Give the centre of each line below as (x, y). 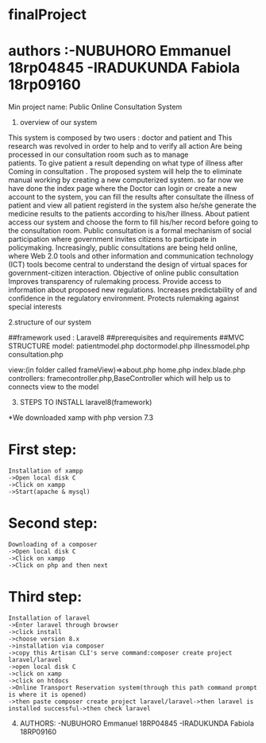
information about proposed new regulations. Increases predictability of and (133, 290)
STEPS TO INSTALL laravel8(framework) (86, 403)
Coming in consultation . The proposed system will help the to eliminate (125, 172)
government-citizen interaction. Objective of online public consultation (123, 273)
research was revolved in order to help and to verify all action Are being (125, 146)
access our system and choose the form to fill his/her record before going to (133, 222)
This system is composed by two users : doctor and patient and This (120, 138)
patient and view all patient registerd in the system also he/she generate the (132, 205)
